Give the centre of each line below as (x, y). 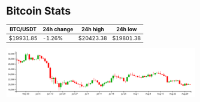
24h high (93, 29)
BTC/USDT (23, 29)
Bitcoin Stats (39, 11)
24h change (58, 29)
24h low (126, 29)
